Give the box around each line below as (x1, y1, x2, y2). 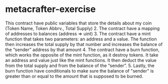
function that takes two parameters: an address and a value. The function (5, 36, 157, 42)
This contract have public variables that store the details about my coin (5, 20, 152, 26)
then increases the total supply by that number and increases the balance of (5, 41, 163, 47)
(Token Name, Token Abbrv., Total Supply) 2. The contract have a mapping (5, 25, 160, 31)
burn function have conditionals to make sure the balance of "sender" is (5, 67, 154, 73)
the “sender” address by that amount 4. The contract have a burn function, (5, 46, 160, 52)
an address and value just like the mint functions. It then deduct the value (5, 57, 157, 63)
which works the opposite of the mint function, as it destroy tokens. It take (5, 51, 159, 58)
